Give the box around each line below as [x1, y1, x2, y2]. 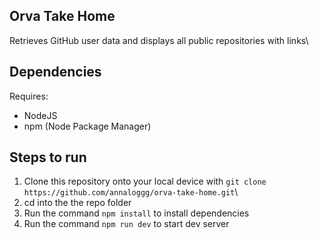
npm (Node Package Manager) [23, 120, 152, 132]
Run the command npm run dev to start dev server [23, 218, 230, 230]
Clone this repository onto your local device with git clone [23, 175, 267, 188]
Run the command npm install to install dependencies [23, 207, 250, 219]
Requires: [9, 90, 49, 102]
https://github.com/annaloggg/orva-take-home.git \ [23, 186, 239, 198]
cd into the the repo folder [23, 197, 132, 209]
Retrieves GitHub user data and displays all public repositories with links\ [9, 34, 309, 46]
